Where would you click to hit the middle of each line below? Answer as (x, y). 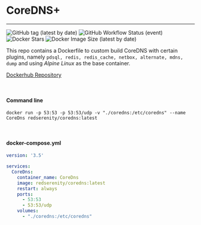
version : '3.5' (25, 156)
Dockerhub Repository (34, 75)
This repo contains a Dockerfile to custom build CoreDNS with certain (92, 50)
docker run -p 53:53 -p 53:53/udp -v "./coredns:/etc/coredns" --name (96, 113)
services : (19, 166)
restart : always (37, 188)
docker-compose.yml (34, 143)
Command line (25, 100)
